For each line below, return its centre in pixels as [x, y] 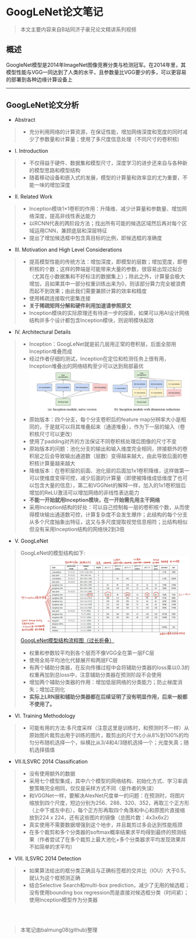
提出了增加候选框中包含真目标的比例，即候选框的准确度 [95, 238]
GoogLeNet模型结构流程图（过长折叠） [67, 640]
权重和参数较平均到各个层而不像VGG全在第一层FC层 [92, 653]
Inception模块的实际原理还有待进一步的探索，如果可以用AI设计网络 [109, 313]
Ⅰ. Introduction [31, 150]
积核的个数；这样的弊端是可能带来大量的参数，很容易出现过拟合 [106, 269]
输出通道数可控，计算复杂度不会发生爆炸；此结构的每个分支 [116, 514]
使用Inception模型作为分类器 [63, 900]
